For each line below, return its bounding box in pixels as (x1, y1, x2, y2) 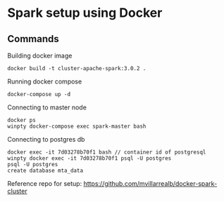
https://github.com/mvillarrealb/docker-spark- (83, 180, 218, 187)
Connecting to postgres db (7, 135, 85, 143)
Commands (7, 33, 60, 45)
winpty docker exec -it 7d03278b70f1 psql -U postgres (7, 155, 172, 162)
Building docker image (7, 51, 73, 60)
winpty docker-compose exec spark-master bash (7, 123, 147, 130)
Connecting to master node (7, 103, 87, 112)
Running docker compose (7, 77, 82, 86)
